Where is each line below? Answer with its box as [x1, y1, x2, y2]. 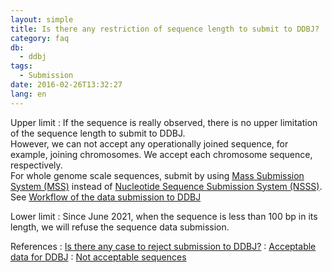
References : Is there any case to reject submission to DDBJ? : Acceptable [10, 240, 317, 252]
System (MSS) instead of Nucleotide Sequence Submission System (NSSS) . [10, 180, 323, 192]
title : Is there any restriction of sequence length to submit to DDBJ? [10, 24, 320, 34]
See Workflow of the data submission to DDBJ [10, 191, 202, 203]
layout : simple [10, 14, 74, 25]
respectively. [10, 159, 63, 171]
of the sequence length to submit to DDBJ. [10, 127, 186, 139]
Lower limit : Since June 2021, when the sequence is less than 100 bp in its [10, 210, 318, 222]
